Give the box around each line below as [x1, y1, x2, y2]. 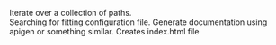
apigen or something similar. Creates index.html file [9, 26, 200, 36]
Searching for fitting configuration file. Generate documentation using [9, 17, 268, 27]
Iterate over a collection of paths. [9, 8, 132, 18]
